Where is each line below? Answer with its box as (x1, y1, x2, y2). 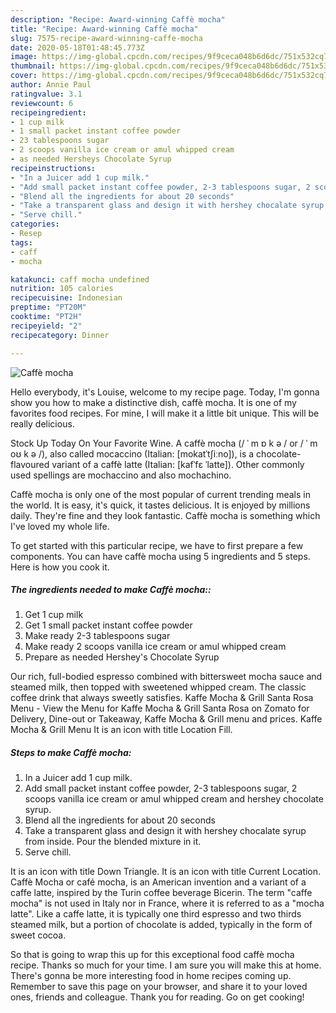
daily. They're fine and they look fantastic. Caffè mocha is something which (10, 509, 321, 521)
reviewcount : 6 (10, 98, 74, 108)
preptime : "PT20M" (10, 302, 87, 313)
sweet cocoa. (10, 929, 67, 941)
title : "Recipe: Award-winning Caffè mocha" (10, 24, 199, 34)
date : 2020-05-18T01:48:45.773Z (10, 42, 145, 53)
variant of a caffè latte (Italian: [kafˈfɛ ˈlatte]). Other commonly (51, 458, 305, 470)
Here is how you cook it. (10, 561, 110, 573)
